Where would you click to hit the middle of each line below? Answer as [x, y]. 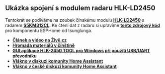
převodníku [24, 56]
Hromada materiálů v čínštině [43, 45]
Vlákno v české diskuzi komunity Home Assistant [64, 66]
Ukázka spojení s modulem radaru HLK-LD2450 [80, 8]
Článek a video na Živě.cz [40, 40]
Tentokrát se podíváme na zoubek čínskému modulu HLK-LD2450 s [75, 20]
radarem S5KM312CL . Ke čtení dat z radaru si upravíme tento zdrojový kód [82, 25]
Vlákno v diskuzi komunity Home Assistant [58, 61]
